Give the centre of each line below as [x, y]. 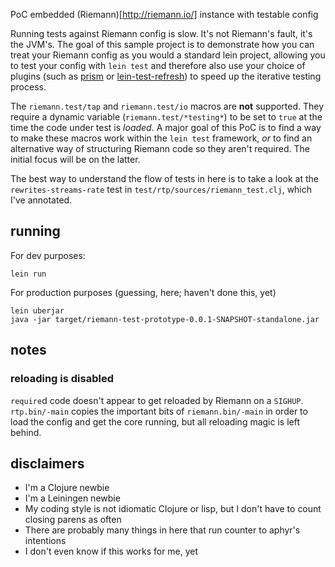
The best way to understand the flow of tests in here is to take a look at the [164, 178]
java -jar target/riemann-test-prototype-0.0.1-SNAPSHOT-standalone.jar [165, 319]
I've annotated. [41, 200]
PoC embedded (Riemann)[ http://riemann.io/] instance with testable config [164, 14]
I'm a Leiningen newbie [72, 498]
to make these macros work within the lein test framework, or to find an [161, 138]
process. [28, 87]
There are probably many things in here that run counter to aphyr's [162, 530]
